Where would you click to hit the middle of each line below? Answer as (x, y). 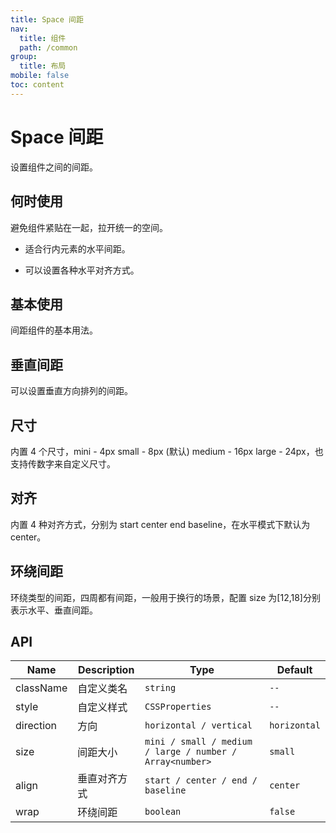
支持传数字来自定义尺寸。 (63, 463)
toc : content (37, 85)
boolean (163, 812)
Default (294, 670)
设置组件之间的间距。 (54, 167)
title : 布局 (43, 66)
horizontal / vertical (198, 725)
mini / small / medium (198, 742)
